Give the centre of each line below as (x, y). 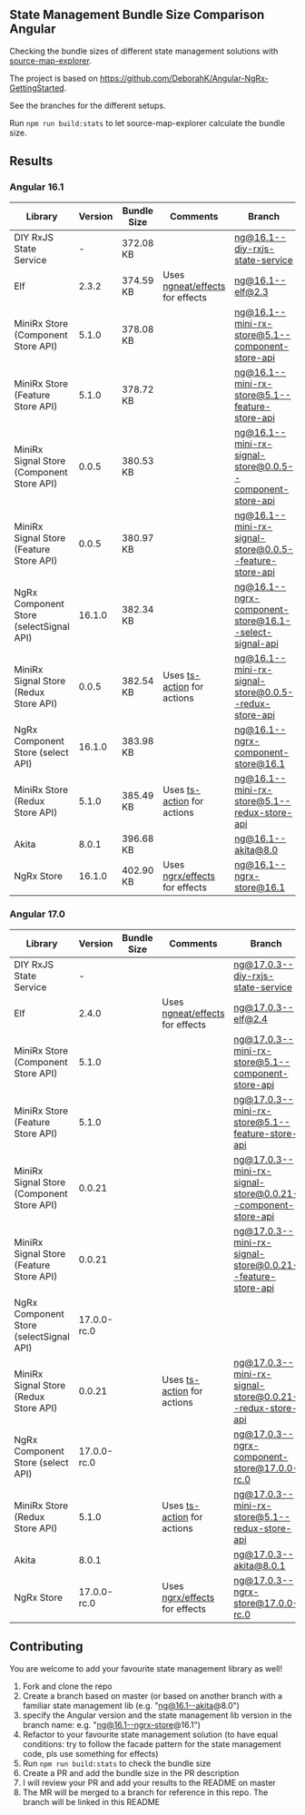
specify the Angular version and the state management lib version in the (157, 1715)
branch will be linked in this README (91, 1801)
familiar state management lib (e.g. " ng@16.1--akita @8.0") (131, 1705)
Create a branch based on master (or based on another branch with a (152, 1695)
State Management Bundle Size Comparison (137, 15)
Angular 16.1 (37, 187)
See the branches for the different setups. (88, 105)
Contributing (46, 1647)
